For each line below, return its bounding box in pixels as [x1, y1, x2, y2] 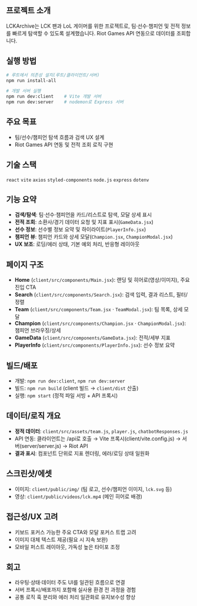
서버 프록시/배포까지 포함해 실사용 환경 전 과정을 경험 [14, 586, 136, 594]
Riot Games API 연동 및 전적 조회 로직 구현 [14, 141, 113, 148]
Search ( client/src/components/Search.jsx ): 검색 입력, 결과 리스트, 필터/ [14, 291, 188, 298]
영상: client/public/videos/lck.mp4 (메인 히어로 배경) [14, 493, 143, 500]
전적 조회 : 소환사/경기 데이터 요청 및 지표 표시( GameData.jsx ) [14, 219, 154, 226]
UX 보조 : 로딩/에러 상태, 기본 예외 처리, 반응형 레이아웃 [14, 241, 140, 248]
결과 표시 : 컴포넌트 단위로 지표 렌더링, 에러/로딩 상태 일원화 [14, 450, 150, 457]
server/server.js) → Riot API [21, 442, 88, 449]
